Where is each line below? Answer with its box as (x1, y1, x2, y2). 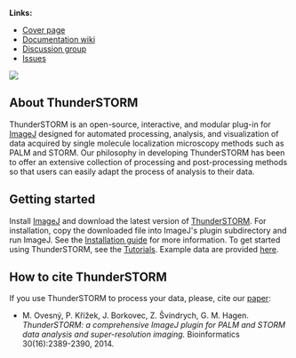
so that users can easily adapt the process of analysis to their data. (9, 166, 255, 177)
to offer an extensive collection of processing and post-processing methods (9, 156, 288, 167)
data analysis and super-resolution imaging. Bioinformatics (21, 329, 240, 340)
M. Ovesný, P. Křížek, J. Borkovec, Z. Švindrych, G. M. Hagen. (21, 310, 249, 321)
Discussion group (21, 44, 87, 54)
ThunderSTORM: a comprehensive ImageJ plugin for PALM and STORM (21, 320, 286, 330)
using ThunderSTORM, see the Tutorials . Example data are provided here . (9, 243, 279, 254)
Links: (9, 8, 33, 18)
